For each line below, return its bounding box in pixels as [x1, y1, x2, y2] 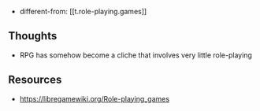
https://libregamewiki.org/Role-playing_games [19, 94, 170, 103]
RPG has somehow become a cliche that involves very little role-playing [19, 50, 252, 60]
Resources [8, 73, 62, 87]
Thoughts [8, 29, 58, 43]
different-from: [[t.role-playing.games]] [19, 7, 147, 16]
